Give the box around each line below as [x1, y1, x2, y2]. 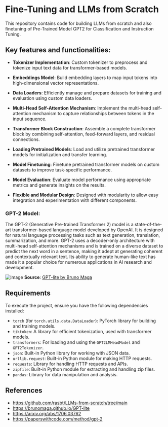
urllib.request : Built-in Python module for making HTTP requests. [12, 355, 152, 361]
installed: [5, 308, 24, 314]
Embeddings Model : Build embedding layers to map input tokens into [12, 75, 158, 81]
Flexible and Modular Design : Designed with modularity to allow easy [12, 192, 158, 198]
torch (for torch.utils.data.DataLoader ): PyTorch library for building [12, 317, 156, 324]
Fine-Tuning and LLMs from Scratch [5, 4, 159, 15]
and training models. [12, 323, 56, 329]
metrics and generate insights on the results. [12, 182, 106, 188]
